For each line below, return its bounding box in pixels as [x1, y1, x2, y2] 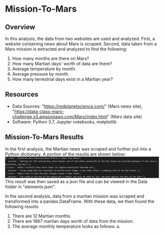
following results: [5, 203, 40, 209]
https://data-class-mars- [14, 108, 64, 114]
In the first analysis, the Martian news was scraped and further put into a [5, 146, 151, 152]
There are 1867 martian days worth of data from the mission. [12, 218, 134, 224]
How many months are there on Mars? [12, 56, 89, 61]
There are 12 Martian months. [12, 213, 72, 219]
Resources [5, 90, 39, 98]
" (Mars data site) [107, 114, 143, 119]
